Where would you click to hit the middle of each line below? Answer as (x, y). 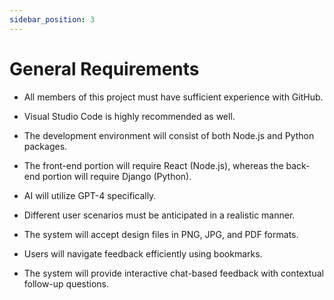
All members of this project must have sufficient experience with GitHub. (173, 97)
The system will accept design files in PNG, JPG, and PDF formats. (161, 234)
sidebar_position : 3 (52, 19)
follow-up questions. (66, 283)
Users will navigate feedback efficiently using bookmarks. (143, 253)
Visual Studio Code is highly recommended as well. (129, 116)
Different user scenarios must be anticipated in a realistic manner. (159, 215)
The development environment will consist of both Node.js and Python (169, 135)
